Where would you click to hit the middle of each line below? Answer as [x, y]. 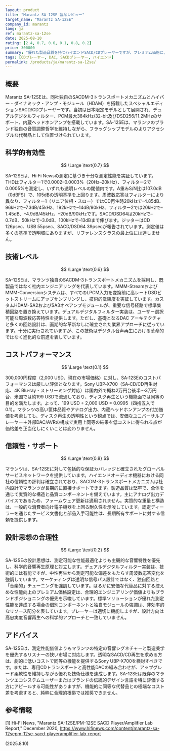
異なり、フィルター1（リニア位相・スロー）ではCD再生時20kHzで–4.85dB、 [84, 201]
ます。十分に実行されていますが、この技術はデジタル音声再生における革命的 [85, 330]
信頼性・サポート [32, 446]
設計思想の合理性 [32, 537]
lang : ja [14, 29]
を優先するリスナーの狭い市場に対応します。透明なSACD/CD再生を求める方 [84, 654]
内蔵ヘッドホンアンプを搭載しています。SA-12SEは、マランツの [89, 122]
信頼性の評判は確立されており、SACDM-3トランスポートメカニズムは [86, 482]
